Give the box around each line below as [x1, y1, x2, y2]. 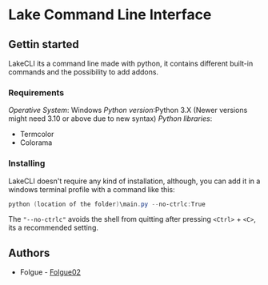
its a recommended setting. [8, 223, 98, 233]
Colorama [19, 138, 53, 147]
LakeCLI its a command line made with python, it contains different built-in [8, 58, 254, 68]
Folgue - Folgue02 [19, 267, 82, 277]
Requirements [8, 86, 65, 98]
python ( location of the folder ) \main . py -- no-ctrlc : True [8, 200, 206, 208]
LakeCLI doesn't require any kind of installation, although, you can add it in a [8, 176, 261, 186]
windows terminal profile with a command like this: [8, 184, 175, 194]
